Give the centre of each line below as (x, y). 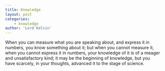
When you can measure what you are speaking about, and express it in (77, 42)
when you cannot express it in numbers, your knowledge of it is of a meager (83, 53)
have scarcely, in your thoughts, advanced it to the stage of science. (75, 64)
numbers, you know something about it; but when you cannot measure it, (80, 48)
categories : (17, 19)
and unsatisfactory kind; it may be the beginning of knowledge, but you (78, 58)
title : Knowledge (23, 10)
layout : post (19, 14)
